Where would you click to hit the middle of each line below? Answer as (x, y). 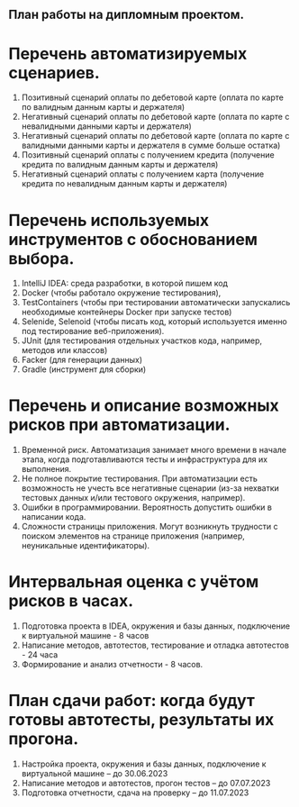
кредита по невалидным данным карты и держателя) (124, 184)
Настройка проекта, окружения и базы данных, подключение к (144, 764)
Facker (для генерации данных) (82, 360)
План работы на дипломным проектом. (127, 15)
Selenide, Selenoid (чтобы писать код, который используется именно (154, 322)
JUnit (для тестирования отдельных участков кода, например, (142, 340)
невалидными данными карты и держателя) (107, 126)
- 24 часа (40, 655)
